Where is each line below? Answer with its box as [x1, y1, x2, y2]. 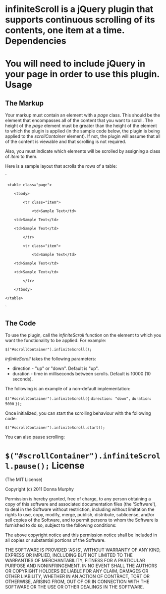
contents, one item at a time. [5, 25, 125, 36]
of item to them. [5, 153, 38, 160]
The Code [5, 319, 36, 327]
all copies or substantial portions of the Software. [5, 537, 106, 543]
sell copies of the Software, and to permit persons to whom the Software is [5, 517, 159, 523]
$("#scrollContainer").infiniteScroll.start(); [5, 425, 106, 430]
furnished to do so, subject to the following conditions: [5, 522, 116, 528]
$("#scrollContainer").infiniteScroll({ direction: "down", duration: [5, 396, 152, 401]
